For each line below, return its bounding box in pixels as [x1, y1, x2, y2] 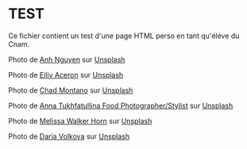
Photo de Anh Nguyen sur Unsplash [8, 55, 125, 64]
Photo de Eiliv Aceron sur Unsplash [8, 70, 124, 79]
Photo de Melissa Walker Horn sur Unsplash [8, 116, 152, 125]
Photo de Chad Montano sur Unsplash [8, 85, 133, 95]
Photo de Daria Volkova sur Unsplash [8, 132, 129, 141]
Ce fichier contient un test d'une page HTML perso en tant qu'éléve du [8, 31, 240, 40]
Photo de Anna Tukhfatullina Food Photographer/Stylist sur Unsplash [8, 101, 233, 110]
